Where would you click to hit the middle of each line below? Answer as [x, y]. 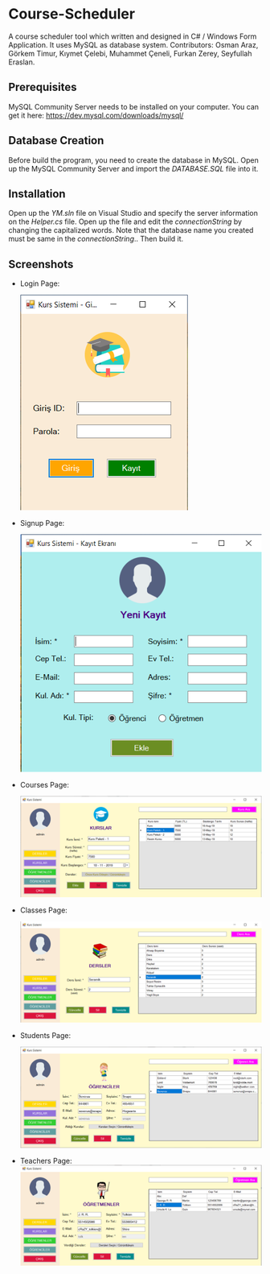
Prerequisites [43, 87]
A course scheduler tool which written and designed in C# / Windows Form [133, 36]
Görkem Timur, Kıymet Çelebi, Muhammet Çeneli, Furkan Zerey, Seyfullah [130, 53]
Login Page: [40, 283]
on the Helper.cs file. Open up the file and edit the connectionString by [125, 221]
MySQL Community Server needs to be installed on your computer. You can [134, 106]
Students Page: [45, 1035]
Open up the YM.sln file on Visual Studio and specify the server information [133, 213]
